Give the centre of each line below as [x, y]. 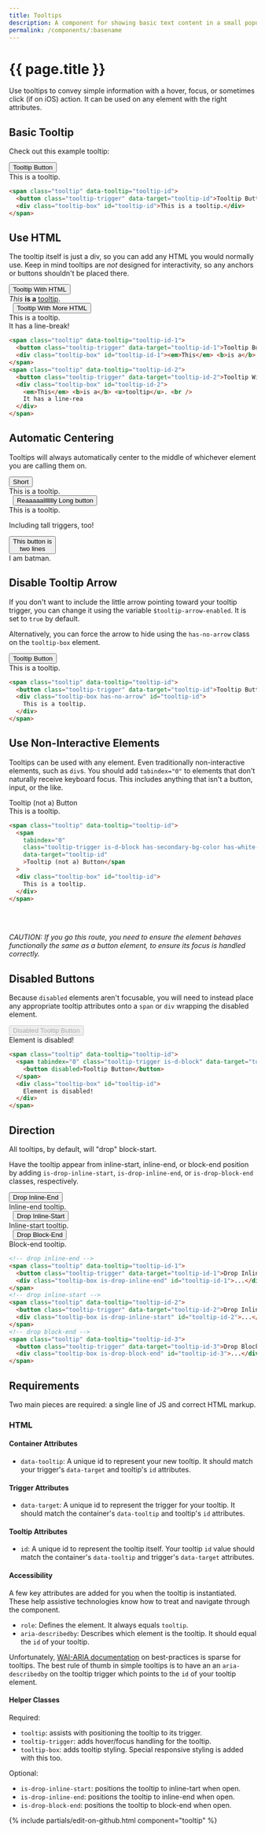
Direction [32, 1130]
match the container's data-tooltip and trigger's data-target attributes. [137, 1557]
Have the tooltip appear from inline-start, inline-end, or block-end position [129, 1165]
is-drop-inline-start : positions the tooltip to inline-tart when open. [131, 1788]
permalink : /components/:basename [66, 30]
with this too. [41, 1757]
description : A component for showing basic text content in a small [125, 23]
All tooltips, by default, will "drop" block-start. [83, 1149]
